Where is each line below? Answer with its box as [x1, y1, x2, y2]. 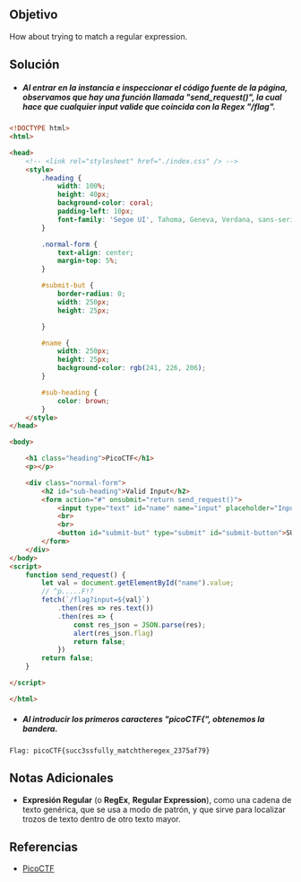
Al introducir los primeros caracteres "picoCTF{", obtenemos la [21, 714, 265, 725]
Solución [9, 57, 60, 73]
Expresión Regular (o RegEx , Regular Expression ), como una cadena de [21, 794, 292, 805]
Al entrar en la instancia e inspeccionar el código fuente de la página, [21, 82, 288, 93]
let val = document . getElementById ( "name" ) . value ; [41, 578, 235, 587]
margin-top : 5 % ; [56, 256, 118, 266]
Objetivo [9, 7, 58, 22]
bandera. [21, 723, 58, 735]
